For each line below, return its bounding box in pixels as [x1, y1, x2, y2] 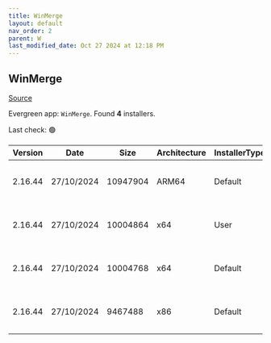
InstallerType [213, 147, 266, 158]
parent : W [8, 34, 42, 43]
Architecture [156, 147, 206, 158]
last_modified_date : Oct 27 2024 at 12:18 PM [8, 42, 164, 50]
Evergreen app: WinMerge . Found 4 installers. [8, 108, 156, 118]
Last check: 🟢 [8, 124, 56, 134]
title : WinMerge [8, 11, 63, 20]
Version [12, 147, 44, 158]
